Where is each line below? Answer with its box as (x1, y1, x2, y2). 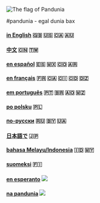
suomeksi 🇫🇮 (6, 160, 42, 167)
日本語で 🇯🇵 (6, 132, 39, 139)
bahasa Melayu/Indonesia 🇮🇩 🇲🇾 (6, 146, 95, 153)
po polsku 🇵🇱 (6, 103, 42, 110)
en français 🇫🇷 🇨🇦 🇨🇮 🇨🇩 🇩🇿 (6, 74, 89, 82)
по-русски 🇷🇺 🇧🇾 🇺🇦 (6, 117, 67, 124)
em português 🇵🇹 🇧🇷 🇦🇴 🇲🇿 (6, 88, 85, 96)
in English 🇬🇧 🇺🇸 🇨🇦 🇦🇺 (6, 31, 75, 39)
